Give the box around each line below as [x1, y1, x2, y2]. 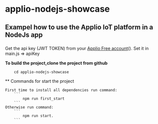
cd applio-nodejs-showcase [14, 70, 69, 74]
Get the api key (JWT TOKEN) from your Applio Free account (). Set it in [5, 45, 149, 51]
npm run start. [23, 113, 54, 118]
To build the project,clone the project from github [5, 60, 108, 66]
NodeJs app [5, 30, 43, 39]
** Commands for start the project [5, 78, 75, 84]
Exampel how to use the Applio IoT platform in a [5, 23, 154, 31]
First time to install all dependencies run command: [5, 87, 118, 93]
